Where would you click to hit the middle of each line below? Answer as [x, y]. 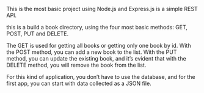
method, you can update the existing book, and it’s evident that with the [96, 58]
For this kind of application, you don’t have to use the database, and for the [101, 77]
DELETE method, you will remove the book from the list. [76, 65]
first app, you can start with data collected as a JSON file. [79, 83]
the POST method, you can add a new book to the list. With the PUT [92, 52]
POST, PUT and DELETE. [38, 34]
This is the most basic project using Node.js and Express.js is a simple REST [102, 9]
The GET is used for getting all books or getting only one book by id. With [99, 46]
